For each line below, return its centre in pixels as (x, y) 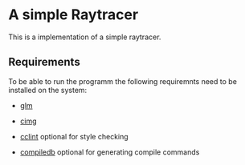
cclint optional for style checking (74, 136)
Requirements (44, 62)
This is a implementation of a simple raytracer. (85, 37)
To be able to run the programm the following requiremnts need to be (122, 81)
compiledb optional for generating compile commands (110, 152)
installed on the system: (48, 90)
